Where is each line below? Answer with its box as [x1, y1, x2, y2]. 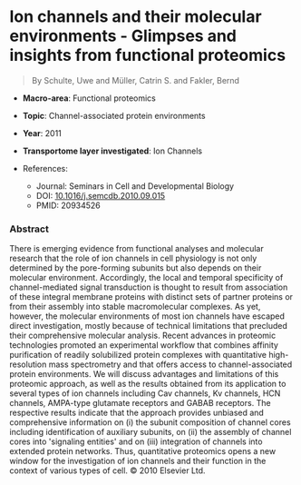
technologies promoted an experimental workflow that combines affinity [9, 340, 279, 351]
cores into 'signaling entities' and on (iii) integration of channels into [9, 436, 263, 447]
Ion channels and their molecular [9, 6, 262, 27]
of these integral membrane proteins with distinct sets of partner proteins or [9, 292, 293, 302]
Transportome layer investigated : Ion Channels [22, 145, 202, 156]
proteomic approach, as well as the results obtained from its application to [9, 379, 286, 390]
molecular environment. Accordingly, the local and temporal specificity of [9, 272, 284, 283]
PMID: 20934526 [35, 200, 102, 211]
